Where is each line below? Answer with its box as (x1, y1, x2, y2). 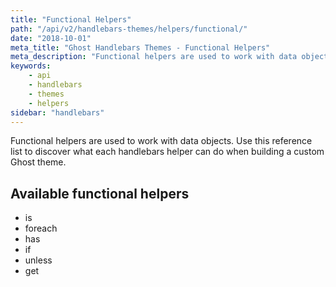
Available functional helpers (10, 185, 190, 202)
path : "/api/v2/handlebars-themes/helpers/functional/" (10, 24, 248, 34)
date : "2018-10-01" (10, 33, 92, 43)
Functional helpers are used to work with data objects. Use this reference (10, 135, 313, 147)
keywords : (10, 61, 52, 71)
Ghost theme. (10, 156, 67, 168)
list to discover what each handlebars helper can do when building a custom (10, 146, 325, 158)
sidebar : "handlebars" (10, 107, 105, 118)
